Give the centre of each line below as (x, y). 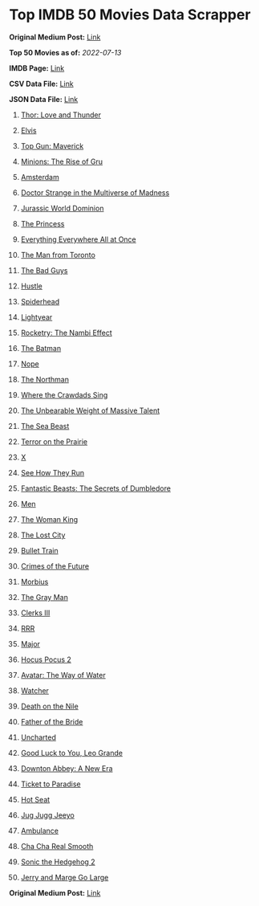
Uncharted (38, 737)
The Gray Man (45, 597)
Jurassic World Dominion (62, 208)
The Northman (45, 379)
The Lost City (43, 535)
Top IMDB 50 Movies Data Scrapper (130, 15)
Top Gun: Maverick (52, 145)
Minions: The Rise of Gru (62, 161)
